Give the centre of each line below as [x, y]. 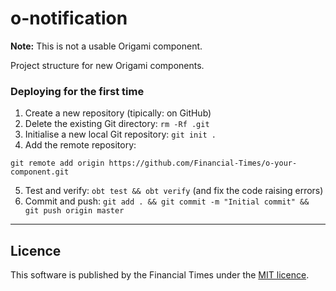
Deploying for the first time [77, 91]
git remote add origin [57, 163]
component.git [40, 172]
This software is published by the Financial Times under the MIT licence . [160, 275]
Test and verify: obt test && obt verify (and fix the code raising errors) [174, 191]
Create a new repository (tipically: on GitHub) [118, 113]
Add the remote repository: [80, 145]
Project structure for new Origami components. [107, 65]
